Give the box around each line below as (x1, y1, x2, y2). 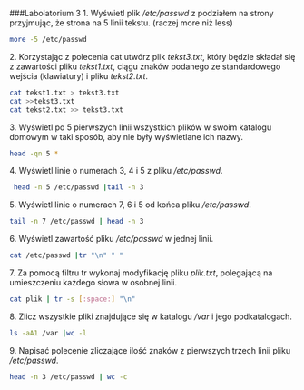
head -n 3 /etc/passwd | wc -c (9, 372, 128, 381)
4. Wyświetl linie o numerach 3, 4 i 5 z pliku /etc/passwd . (9, 165, 223, 176)
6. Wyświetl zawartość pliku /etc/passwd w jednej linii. (9, 234, 214, 245)
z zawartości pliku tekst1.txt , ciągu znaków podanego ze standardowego (9, 61, 281, 72)
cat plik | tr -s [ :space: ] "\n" (9, 295, 136, 304)
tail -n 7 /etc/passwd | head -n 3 (9, 217, 144, 226)
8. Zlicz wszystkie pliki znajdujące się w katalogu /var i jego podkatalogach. (9, 311, 293, 322)
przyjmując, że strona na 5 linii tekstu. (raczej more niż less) (9, 17, 233, 28)
